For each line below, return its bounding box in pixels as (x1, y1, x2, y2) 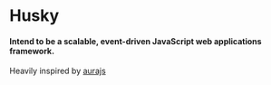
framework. (9, 45, 55, 56)
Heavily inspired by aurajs (9, 65, 106, 77)
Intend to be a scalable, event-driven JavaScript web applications (9, 35, 262, 46)
